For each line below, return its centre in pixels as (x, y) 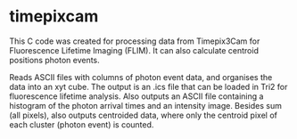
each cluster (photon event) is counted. (82, 124)
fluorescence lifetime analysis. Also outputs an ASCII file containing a (136, 96)
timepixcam (54, 16)
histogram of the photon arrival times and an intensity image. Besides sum (146, 105)
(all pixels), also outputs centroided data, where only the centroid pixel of (144, 115)
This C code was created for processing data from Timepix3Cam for (135, 41)
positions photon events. (54, 60)
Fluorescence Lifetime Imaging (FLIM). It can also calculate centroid (134, 50)
